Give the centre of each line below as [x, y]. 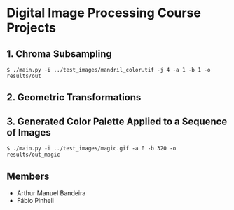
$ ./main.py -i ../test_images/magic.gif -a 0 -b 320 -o [91, 149]
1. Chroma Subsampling [60, 54]
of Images [29, 132]
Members [28, 176]
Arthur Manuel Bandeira [51, 193]
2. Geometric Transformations [74, 97]
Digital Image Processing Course [104, 13]
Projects [32, 28]
